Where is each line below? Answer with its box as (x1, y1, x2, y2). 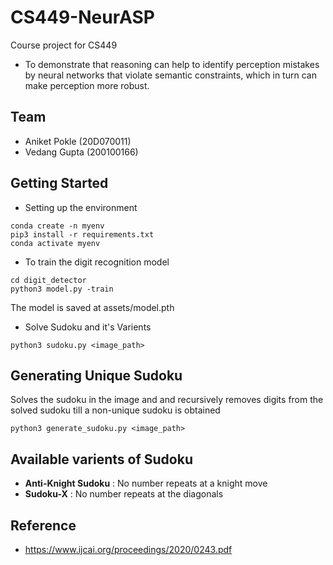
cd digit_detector (10, 275, 87, 285)
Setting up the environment (24, 201, 138, 213)
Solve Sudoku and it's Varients (24, 321, 152, 333)
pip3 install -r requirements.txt (10, 229, 155, 240)
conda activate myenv (10, 238, 101, 248)
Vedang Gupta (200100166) (24, 146, 139, 158)
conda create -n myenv (10, 221, 105, 231)
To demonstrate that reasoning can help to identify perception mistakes (24, 58, 320, 70)
